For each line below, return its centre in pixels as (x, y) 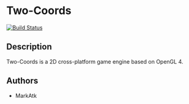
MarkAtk (26, 95)
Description (29, 47)
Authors (22, 81)
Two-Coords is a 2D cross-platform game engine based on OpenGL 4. (95, 61)
